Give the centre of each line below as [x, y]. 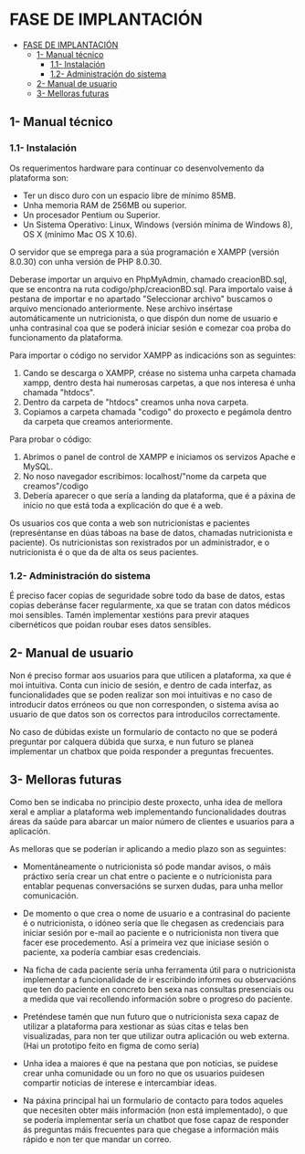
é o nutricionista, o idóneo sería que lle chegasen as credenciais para [153, 923]
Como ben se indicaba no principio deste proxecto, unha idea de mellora [146, 802]
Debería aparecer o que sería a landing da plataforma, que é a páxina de [159, 495]
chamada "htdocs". [59, 392]
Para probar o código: [51, 439]
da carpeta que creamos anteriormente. [98, 421]
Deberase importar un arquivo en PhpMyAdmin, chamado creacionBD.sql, [148, 279]
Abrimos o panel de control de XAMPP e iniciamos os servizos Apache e [159, 456]
